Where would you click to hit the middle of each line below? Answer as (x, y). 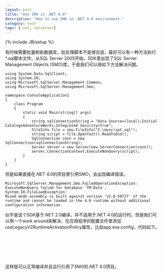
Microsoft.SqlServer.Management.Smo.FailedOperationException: (71, 184)
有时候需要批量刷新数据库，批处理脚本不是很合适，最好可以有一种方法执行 (81, 52)
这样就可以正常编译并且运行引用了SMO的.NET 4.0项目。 (62, 267)
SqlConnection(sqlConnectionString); (44, 143)
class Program (28, 104)
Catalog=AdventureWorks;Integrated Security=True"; (59, 126)
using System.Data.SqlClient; (36, 74)
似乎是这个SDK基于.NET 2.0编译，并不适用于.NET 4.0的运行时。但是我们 (79, 215)
